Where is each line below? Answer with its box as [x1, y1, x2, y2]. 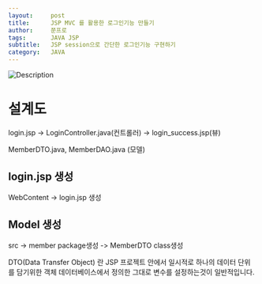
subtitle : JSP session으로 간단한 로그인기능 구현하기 [8, 41, 176, 49]
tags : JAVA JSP [8, 33, 80, 42]
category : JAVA [8, 48, 65, 56]
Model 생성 [8, 218, 62, 232]
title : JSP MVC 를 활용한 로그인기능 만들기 [8, 19, 155, 27]
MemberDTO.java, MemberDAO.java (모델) [8, 144, 146, 154]
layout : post [8, 11, 65, 20]
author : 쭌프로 [8, 26, 67, 34]
